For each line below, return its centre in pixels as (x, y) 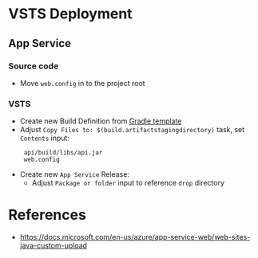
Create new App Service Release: (75, 174)
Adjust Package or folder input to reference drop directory (128, 183)
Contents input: (45, 138)
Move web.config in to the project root (82, 83)
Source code (34, 66)
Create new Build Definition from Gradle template (101, 121)
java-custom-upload (54, 246)
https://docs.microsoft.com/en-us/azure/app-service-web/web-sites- (135, 237)
